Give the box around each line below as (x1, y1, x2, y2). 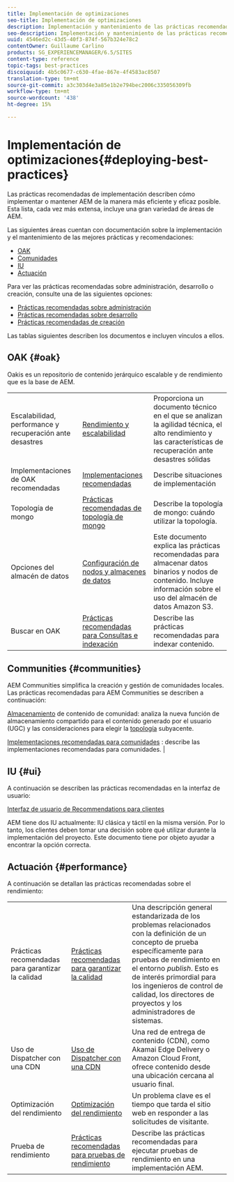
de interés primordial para (132, 972, 217, 982)
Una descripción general (132, 902, 212, 912)
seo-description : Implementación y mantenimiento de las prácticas (7, 29, 208, 37)
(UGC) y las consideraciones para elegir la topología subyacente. (7, 725, 194, 733)
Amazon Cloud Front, (132, 1054, 201, 1063)
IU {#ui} (7, 765, 42, 778)
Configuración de (82, 558, 139, 568)
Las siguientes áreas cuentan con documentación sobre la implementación (7, 225, 223, 234)
